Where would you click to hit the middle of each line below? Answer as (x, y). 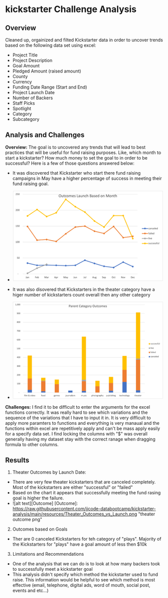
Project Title (25, 55)
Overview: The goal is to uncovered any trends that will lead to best (75, 147)
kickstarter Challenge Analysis (71, 9)
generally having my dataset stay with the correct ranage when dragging (80, 439)
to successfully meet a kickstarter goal (52, 569)
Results (17, 460)
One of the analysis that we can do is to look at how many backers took (86, 564)
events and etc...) (30, 590)
